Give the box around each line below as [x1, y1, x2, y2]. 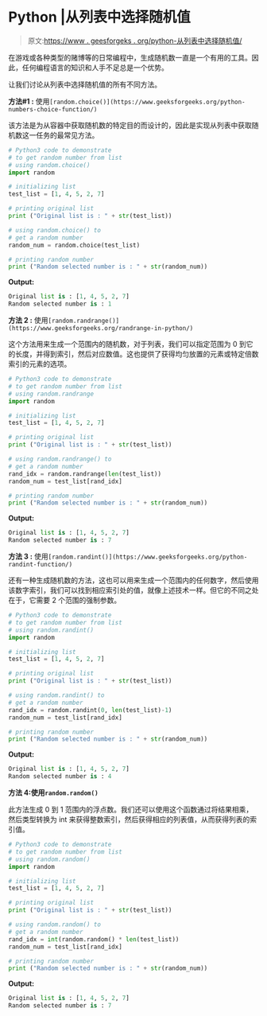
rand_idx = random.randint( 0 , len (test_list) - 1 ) [8, 706, 172, 714]
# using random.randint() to [8, 691, 105, 699]
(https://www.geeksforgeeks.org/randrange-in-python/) [8, 325, 194, 333]
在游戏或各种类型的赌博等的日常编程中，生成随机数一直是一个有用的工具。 [8, 53, 252, 62]
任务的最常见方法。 [35, 130, 99, 140]
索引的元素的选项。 [8, 360, 72, 369]
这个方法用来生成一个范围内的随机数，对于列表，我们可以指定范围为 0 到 [8, 340, 246, 349]
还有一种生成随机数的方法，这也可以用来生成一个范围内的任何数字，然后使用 [8, 575, 259, 586]
